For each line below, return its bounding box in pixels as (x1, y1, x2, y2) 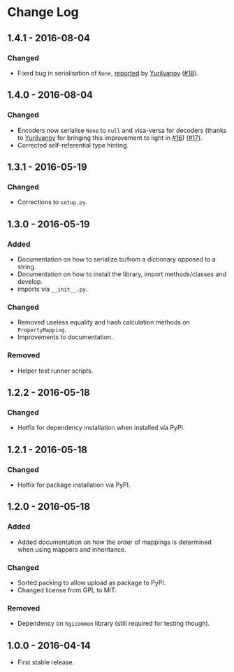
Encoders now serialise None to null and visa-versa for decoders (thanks (17, 126, 227, 134)
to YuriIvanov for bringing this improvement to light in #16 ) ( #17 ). (17, 134, 203, 142)
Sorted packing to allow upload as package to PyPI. (17, 578, 166, 587)
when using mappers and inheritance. (17, 545, 127, 553)
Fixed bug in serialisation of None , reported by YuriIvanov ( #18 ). (17, 69, 199, 77)
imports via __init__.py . (17, 285, 88, 293)
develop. (17, 277, 43, 285)
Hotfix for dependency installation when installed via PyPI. (17, 424, 185, 432)
